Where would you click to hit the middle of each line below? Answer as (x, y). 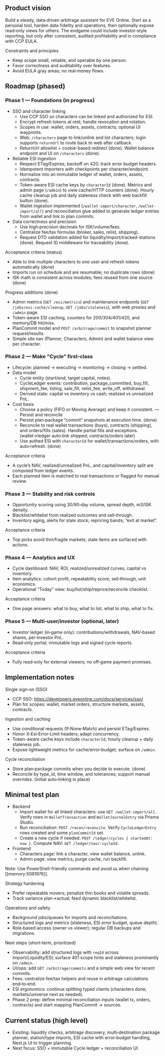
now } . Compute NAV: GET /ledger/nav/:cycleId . (69, 843)
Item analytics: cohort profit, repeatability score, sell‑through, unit (79, 579)
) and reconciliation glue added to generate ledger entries (101, 211)
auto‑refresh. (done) (40, 446)
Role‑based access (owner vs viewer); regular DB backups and (76, 928)
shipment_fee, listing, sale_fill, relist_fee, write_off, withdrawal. (83, 388)
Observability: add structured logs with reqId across (65, 952)
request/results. (28, 333)
